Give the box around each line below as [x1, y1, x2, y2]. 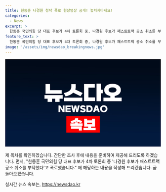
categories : [5, 13, 30, 18]
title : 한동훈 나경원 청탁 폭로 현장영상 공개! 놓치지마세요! [5, 8, 113, 13]
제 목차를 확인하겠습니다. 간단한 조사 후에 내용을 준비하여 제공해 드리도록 [5, 152, 145, 158]
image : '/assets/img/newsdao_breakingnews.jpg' [5, 45, 105, 49]
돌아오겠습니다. [5, 171, 35, 177]
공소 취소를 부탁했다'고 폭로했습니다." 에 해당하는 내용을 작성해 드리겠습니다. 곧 [5, 165, 157, 171]
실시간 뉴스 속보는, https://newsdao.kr [5, 181, 81, 188]
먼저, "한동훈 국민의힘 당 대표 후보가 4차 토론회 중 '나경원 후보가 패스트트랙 [15, 158, 160, 164]
